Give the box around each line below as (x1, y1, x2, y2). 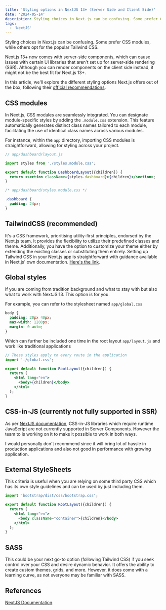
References (5, 586, 41, 595)
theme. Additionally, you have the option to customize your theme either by (5, 243, 158, 249)
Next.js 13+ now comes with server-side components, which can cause (5, 54, 151, 60)
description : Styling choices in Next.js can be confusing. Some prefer (5, 16, 158, 21)
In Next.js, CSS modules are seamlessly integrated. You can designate (5, 112, 148, 117)
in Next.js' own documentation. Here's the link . (5, 259, 100, 265)
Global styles (5, 273, 47, 282)
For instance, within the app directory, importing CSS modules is (5, 137, 135, 143)
